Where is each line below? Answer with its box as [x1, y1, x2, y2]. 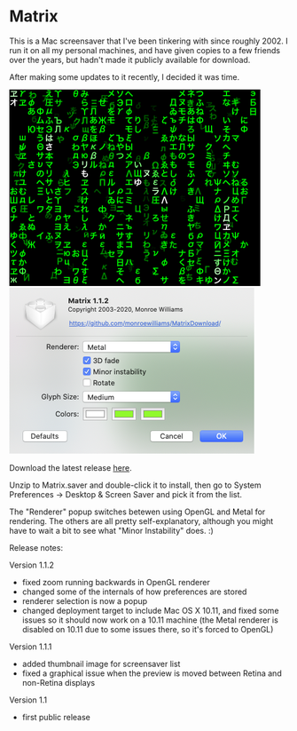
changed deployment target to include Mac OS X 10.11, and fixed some [21, 605, 279, 616]
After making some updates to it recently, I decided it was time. [9, 71, 240, 82]
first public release [21, 711, 90, 722]
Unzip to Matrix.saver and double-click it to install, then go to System [9, 480, 262, 490]
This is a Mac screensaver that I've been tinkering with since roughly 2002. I [9, 36, 288, 46]
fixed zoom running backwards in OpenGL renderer [21, 576, 210, 587]
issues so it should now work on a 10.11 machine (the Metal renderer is [21, 615, 279, 625]
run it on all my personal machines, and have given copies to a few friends [9, 44, 281, 55]
